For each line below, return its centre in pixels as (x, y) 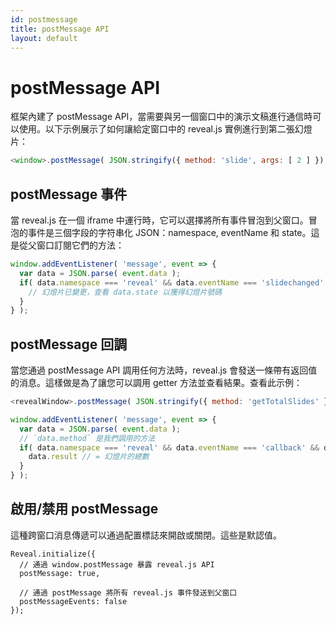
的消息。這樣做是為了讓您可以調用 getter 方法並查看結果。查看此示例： (156, 383)
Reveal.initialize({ (53, 554)
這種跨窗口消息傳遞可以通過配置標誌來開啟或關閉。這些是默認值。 (146, 535)
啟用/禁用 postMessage (84, 509)
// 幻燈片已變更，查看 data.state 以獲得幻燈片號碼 (125, 292)
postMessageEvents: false (73, 601)
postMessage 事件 (69, 194)
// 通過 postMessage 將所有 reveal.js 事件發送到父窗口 (128, 592)
